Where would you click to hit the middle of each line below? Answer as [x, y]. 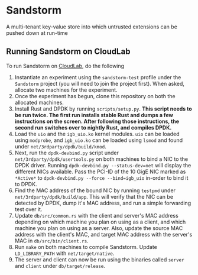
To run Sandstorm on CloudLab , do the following [65, 66]
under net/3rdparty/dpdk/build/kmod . [60, 146]
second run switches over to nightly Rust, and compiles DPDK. [93, 127]
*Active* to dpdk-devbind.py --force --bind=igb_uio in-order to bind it [101, 177]
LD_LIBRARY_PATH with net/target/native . [64, 253]
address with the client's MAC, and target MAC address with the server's [103, 234]
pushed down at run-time [37, 33]
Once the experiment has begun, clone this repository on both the [95, 96]
